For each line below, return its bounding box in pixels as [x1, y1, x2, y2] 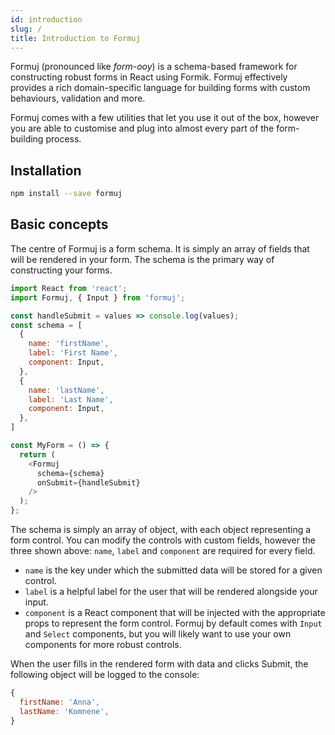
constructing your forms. [10, 264, 113, 276]
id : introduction [10, 14, 83, 25]
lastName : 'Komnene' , [19, 706, 110, 716]
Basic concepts [10, 216, 109, 233]
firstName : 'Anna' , [19, 697, 101, 707]
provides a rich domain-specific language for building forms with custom [10, 82, 311, 94]
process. [45, 133, 82, 145]
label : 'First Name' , [28, 348, 118, 358]
